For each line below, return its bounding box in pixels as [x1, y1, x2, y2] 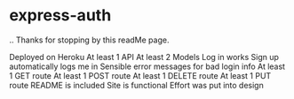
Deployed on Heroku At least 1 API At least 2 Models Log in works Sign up [9, 51, 280, 62]
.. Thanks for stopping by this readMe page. [9, 34, 170, 45]
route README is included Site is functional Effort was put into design [9, 80, 264, 90]
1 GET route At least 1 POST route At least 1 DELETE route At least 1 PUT [9, 70, 272, 80]
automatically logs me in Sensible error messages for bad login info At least [9, 61, 286, 72]
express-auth [9, 5, 112, 26]
